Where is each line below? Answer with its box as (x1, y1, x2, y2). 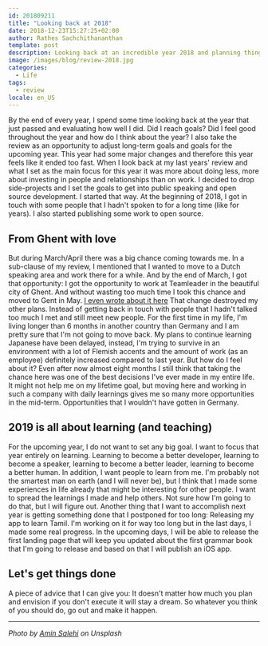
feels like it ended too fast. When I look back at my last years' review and (8, 158, 248, 168)
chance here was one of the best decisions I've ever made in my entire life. (8, 373, 255, 382)
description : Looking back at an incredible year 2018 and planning (8, 49, 241, 57)
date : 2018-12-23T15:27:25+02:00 (8, 26, 120, 34)
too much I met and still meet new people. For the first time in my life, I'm (8, 313, 247, 322)
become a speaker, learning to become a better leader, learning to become (8, 459, 254, 469)
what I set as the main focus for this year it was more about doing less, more (8, 166, 259, 176)
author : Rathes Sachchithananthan (8, 34, 124, 42)
